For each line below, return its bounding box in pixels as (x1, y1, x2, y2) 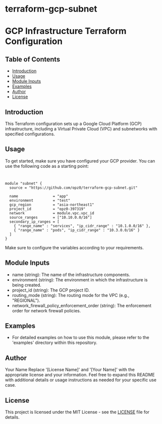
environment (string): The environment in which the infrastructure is (12, 277, 148, 282)
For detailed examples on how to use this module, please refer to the (12, 335, 149, 341)
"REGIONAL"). (12, 297, 40, 303)
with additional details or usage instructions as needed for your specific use (5, 377, 157, 383)
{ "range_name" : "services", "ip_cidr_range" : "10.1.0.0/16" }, (14, 223, 151, 228)
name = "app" (9, 194, 68, 198)
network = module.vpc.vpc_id (9, 211, 95, 215)
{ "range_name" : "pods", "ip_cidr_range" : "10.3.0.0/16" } (14, 228, 140, 232)
